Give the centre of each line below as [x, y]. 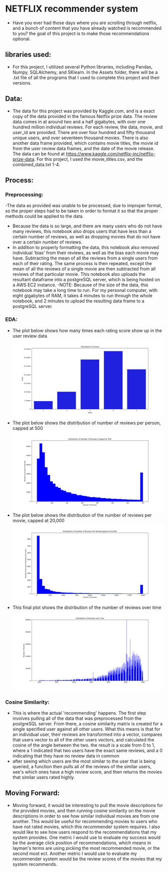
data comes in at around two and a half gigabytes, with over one [79, 121]
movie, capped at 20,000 [38, 520]
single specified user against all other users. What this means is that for [86, 729]
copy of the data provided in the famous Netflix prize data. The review [85, 116]
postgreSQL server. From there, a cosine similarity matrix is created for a [88, 723]
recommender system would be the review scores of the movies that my [87, 859]
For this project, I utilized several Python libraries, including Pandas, [82, 67]
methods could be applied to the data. [44, 216]
